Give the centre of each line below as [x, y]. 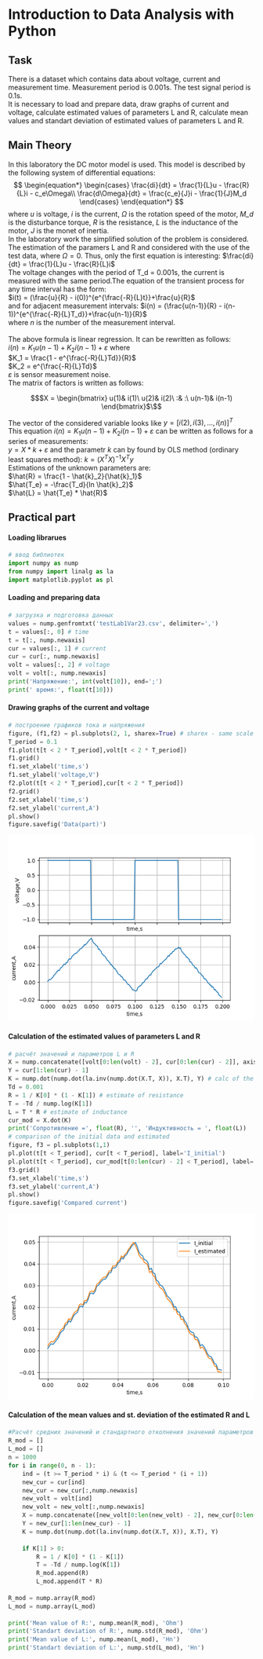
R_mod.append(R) [63, 1573]
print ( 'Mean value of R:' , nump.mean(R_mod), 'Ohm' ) [96, 1623]
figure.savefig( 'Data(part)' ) [58, 825]
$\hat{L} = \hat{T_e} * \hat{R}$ [58, 493]
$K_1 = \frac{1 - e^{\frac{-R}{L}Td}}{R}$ [72, 357]
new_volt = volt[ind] [57, 1499]
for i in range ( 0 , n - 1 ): [52, 1465]
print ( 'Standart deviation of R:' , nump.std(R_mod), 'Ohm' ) [108, 1632]
